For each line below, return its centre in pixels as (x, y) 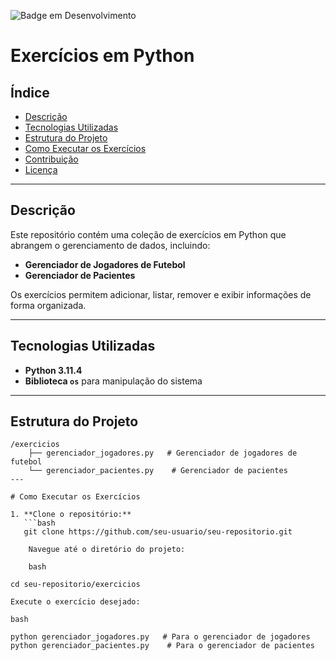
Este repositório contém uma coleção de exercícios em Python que (148, 234)
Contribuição (51, 159)
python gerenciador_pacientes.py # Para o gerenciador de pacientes (162, 646)
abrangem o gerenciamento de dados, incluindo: (110, 245)
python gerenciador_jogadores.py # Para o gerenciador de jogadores (160, 637)
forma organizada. (48, 305)
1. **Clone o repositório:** (71, 515)
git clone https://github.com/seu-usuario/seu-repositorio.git (158, 532)
